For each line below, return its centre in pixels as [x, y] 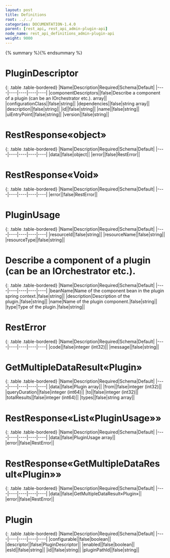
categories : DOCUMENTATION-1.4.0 [41, 24]
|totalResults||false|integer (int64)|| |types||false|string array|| [70, 397]
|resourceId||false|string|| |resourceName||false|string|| [107, 234]
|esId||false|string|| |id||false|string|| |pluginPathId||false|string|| [72, 550]
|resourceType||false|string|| [35, 240]
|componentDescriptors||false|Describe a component [105, 92]
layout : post [19, 10]
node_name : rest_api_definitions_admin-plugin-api [60, 34]
